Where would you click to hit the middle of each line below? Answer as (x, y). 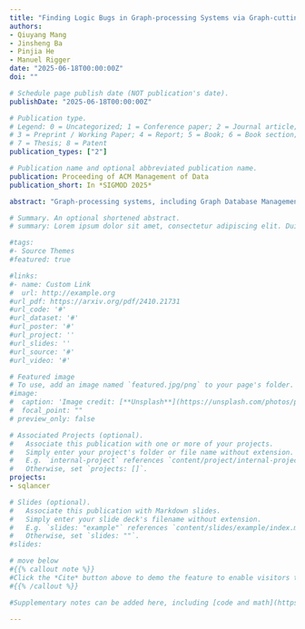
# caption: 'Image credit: (63, 402)
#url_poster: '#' (42, 327)
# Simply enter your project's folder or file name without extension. (152, 452)
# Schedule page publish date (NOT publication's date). (119, 93)
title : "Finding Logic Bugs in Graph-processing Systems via (128, 18)
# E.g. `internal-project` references (87, 461)
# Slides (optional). (50, 502)
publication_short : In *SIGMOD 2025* (81, 185)
